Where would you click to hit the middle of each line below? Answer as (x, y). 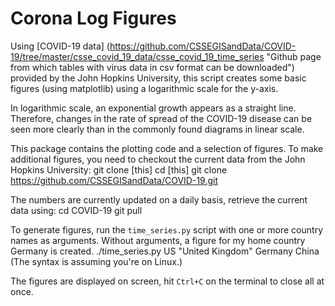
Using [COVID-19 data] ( (60, 46)
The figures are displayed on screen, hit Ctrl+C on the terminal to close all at (167, 281)
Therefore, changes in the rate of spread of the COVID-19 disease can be (161, 118)
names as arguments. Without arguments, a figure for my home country (158, 240)
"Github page (294, 56)
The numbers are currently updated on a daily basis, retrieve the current (159, 199)
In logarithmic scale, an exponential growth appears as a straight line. (153, 108)
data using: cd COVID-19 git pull (76, 210)
